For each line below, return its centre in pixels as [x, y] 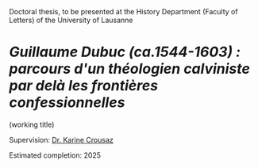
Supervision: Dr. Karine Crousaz [61, 139]
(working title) [32, 124]
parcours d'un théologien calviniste [130, 69]
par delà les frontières [83, 86]
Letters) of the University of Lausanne [71, 20]
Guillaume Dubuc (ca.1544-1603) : [125, 52]
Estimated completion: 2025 [55, 155]
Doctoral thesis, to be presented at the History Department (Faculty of [123, 11]
